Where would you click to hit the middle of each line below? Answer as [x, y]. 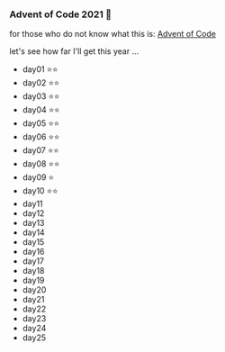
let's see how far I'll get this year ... [74, 51]
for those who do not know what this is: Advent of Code [112, 34]
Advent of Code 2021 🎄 [61, 14]
